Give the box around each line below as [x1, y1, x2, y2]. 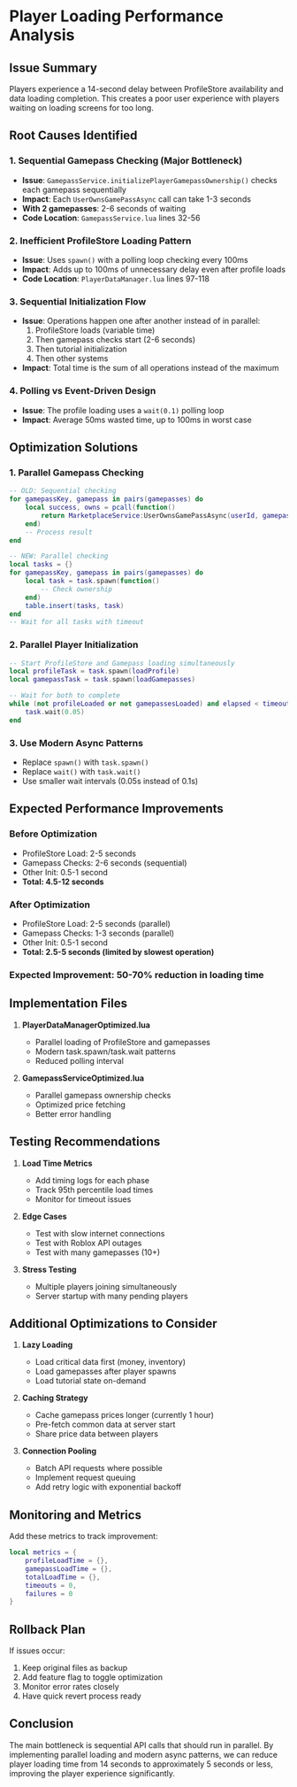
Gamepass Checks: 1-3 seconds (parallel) [21, 928, 175, 938]
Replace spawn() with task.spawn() [21, 757, 149, 767]
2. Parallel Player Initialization [9, 639, 139, 651]
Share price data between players [34, 1429, 159, 1439]
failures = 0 [25, 1589, 73, 1598]
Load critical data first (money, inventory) [34, 1357, 187, 1367]
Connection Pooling [21, 1445, 97, 1457]
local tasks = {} [9, 560, 73, 569]
